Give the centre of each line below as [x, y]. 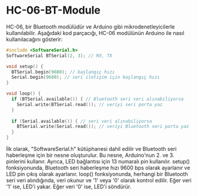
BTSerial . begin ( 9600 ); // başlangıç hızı [63, 72]
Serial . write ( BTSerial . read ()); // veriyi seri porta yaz [90, 104]
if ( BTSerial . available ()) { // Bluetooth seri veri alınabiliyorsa [98, 99]
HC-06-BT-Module [53, 10]
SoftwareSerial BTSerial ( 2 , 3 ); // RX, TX [59, 56]
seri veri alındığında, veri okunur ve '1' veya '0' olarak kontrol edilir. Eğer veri [99, 181]
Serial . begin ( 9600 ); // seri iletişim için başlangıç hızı [86, 78]
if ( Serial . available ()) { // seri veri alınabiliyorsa [82, 121]
